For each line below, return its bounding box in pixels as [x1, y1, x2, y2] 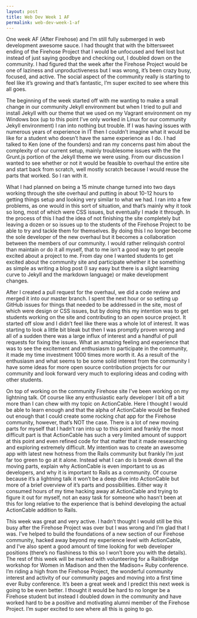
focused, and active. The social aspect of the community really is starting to [6, 73, 190, 80]
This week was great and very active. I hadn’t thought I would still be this [6, 518, 182, 525]
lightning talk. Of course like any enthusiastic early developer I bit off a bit [6, 394, 185, 401]
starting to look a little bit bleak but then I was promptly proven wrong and [6, 326, 185, 333]
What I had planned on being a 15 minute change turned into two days [6, 184, 176, 191]
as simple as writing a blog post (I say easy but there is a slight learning [6, 265, 179, 272]
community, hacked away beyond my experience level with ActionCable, [6, 537, 182, 544]
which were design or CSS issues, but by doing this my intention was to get [6, 307, 189, 315]
